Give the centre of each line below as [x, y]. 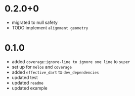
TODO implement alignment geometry [50, 27]
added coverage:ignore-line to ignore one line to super [71, 61]
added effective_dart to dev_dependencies [55, 72]
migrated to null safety [35, 22]
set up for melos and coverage [42, 67]
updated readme [28, 83]
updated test [25, 77]
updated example [29, 88]
